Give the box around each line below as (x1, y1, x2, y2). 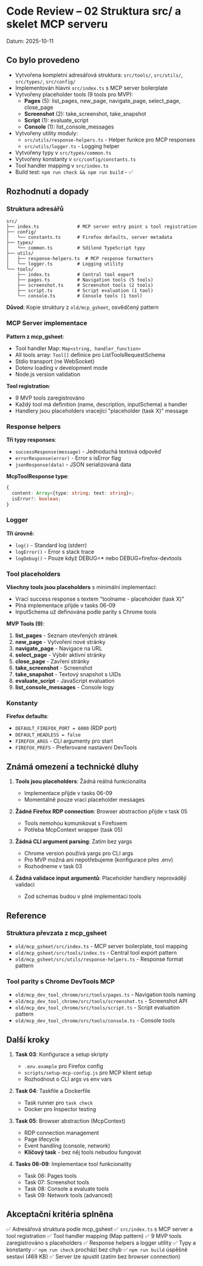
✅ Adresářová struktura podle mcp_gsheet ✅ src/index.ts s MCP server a (6, 1225, 193, 1232)
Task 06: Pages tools (24, 1172, 77, 1179)
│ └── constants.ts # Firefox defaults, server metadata (6, 235, 173, 241)
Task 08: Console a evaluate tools (24, 1185, 109, 1192)
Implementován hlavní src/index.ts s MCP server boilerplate (15, 84, 168, 91)
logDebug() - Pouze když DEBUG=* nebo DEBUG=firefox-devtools (15, 554, 182, 562)
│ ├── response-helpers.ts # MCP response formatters (6, 256, 154, 262)
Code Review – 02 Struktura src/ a (6, 4, 181, 18)
